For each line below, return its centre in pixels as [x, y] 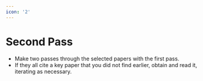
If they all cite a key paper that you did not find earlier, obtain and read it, [106, 65]
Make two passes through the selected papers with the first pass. [97, 59]
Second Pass [39, 41]
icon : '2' [18, 12]
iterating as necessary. [43, 71]
